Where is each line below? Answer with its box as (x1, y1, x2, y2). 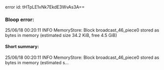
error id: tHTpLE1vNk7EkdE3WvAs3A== (5, 4, 85, 10)
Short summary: (5, 43, 39, 49)
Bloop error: (5, 16, 34, 23)
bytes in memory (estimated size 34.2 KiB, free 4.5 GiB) (5, 33, 117, 38)
